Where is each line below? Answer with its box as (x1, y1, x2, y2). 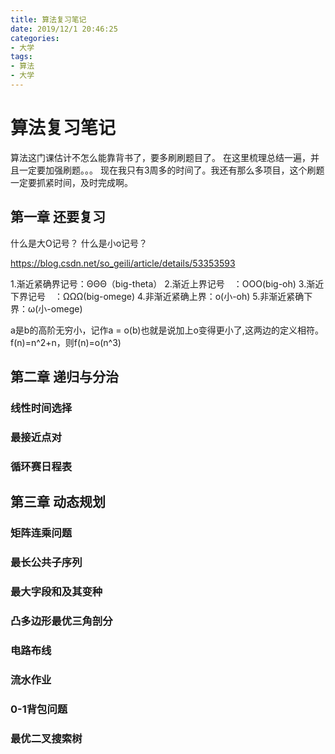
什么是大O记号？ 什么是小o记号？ (10, 237, 148, 249)
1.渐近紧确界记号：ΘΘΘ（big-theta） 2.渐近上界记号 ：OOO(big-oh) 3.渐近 (10, 277, 325, 290)
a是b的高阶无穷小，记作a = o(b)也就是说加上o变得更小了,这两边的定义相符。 (10, 324, 324, 336)
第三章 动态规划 (10, 494, 106, 511)
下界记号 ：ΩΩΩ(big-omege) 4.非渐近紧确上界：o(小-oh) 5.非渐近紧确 (10, 290, 305, 302)
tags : (10, 52, 33, 62)
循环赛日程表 (10, 459, 73, 473)
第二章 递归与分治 (10, 369, 119, 386)
